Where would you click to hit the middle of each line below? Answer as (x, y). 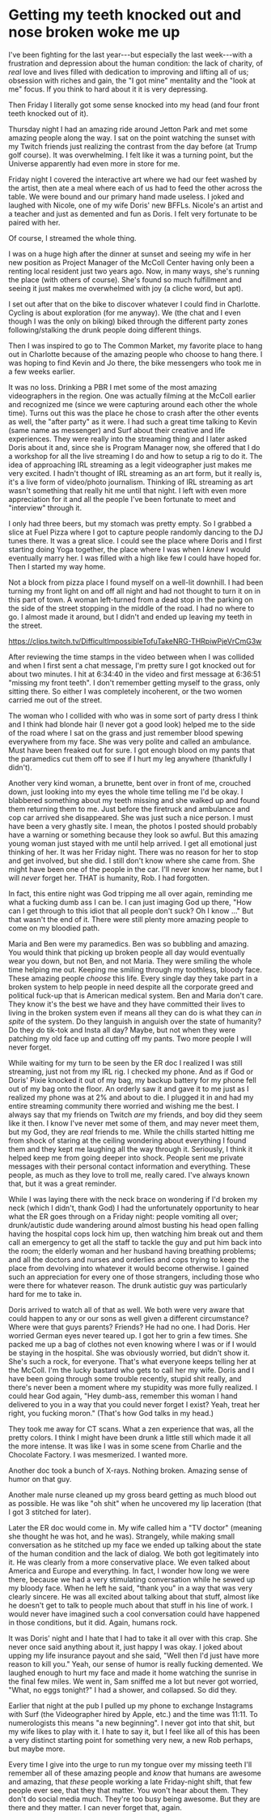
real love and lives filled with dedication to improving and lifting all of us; (129, 71)
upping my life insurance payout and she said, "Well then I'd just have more (134, 1655)
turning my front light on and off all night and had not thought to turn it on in (135, 590)
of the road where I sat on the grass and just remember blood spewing (126, 732)
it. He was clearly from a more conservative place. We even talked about (129, 1562)
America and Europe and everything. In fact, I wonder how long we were (129, 1570)
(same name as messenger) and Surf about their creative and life (117, 430)
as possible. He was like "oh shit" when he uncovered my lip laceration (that (135, 1503)
